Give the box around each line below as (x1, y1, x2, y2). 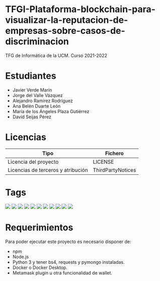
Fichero (105, 150, 124, 157)
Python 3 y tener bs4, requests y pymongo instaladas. (12, 259, 125, 265)
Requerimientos (5, 221, 73, 233)
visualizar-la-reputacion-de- (5, 14, 128, 26)
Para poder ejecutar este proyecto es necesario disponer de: (5, 239, 132, 245)
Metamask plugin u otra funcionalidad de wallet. (12, 269, 112, 276)
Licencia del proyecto (8, 158, 59, 165)
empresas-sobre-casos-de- (5, 25, 126, 36)
